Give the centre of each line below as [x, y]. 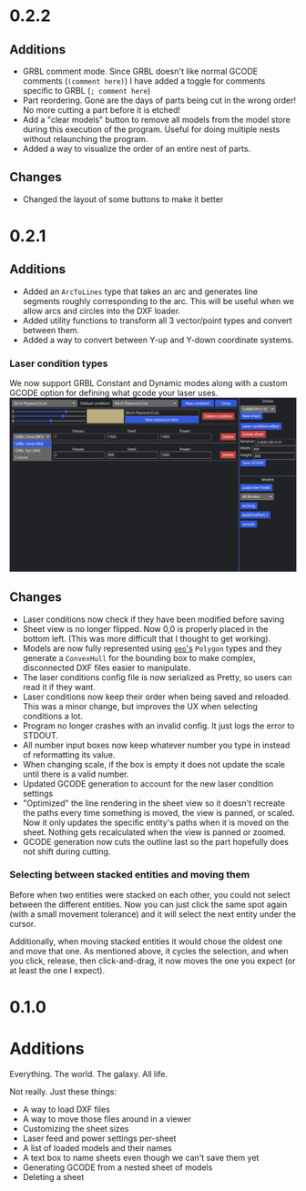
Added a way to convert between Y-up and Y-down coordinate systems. [158, 340]
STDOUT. [41, 735]
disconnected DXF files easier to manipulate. [107, 667]
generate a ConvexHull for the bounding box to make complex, [139, 657]
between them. [51, 330]
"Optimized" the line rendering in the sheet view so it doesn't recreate [153, 803]
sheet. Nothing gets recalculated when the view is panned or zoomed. [154, 832]
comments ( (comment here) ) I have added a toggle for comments [144, 81]
